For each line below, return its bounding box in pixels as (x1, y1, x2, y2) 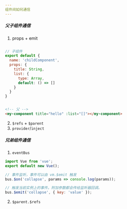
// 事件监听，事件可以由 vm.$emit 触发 (5, 172, 77, 177)
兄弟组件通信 (5, 137, 31, 143)
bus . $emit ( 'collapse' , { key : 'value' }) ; (5, 190, 92, 195)
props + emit (12, 35, 38, 41)
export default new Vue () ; (5, 163, 60, 168)
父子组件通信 (5, 23, 31, 29)
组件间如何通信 (5, 7, 31, 12)
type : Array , (17, 76, 45, 80)
